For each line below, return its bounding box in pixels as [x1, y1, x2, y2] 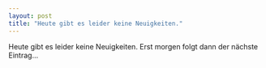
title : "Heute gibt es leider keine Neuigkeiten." [8, 19, 183, 28]
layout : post [8, 11, 53, 20]
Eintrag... [8, 50, 39, 60]
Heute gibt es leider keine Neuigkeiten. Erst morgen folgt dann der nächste [8, 41, 259, 51]
